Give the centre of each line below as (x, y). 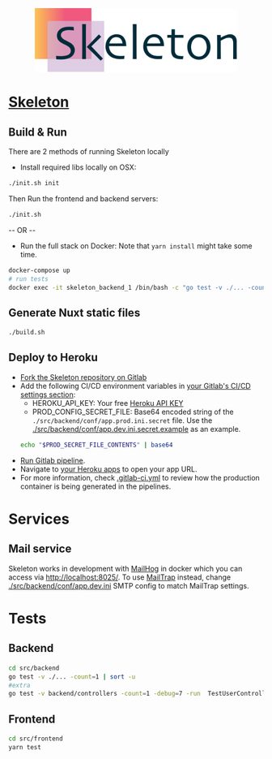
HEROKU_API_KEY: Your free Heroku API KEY (108, 403)
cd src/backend (34, 668)
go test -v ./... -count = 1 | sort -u (72, 677)
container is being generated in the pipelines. (96, 486)
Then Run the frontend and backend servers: (83, 198)
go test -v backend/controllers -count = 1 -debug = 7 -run (104, 694)
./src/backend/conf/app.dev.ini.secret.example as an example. (136, 429)
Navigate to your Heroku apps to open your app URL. (108, 469)
